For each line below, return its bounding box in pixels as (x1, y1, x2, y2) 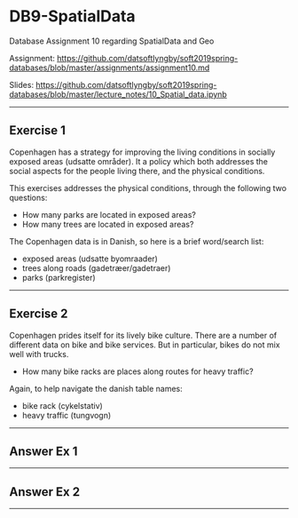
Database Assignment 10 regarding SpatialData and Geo (9, 36, 215, 46)
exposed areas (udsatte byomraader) (21, 253, 158, 264)
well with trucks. (9, 348, 69, 359)
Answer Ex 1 (9, 443, 78, 458)
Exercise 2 (9, 307, 68, 322)
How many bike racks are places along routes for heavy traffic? (21, 366, 255, 377)
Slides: (9, 79, 34, 90)
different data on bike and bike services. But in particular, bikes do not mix (9, 339, 281, 350)
